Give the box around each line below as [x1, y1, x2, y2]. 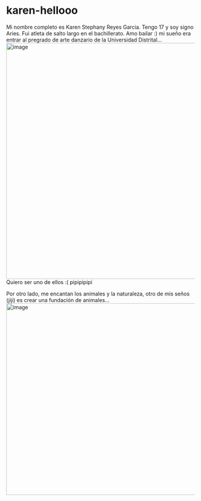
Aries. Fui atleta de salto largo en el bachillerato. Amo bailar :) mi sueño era [6, 29, 191, 37]
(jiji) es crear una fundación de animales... [6, 296, 109, 303]
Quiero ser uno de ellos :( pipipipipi [6, 278, 93, 285]
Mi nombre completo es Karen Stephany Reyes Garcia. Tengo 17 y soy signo [6, 23, 194, 31]
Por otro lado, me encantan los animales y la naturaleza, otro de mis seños [6, 290, 190, 297]
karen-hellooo [6, 4, 78, 17]
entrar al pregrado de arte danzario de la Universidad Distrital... [6, 36, 162, 43]
